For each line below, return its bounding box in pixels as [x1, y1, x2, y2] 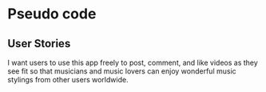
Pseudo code [7, 5, 97, 23]
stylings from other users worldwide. [7, 75, 129, 84]
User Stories [7, 37, 71, 50]
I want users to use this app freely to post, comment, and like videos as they [7, 58, 259, 67]
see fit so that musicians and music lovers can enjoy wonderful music [7, 66, 236, 76]
